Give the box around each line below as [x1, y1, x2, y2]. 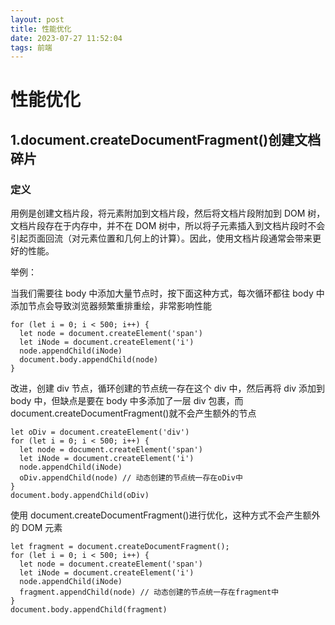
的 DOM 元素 [10, 522, 63, 534]
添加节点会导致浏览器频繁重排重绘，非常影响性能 [10, 300, 212, 312]
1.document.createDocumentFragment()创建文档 [10, 131, 322, 148]
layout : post [10, 14, 65, 25]
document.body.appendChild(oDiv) [10, 491, 150, 501]
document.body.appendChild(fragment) [10, 605, 168, 615]
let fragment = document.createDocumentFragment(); [10, 542, 230, 552]
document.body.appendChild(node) [19, 355, 159, 365]
